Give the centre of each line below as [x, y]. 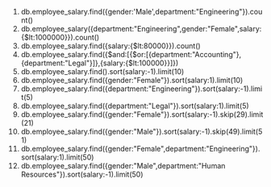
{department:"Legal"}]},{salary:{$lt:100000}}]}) [100, 63]
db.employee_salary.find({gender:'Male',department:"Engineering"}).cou [142, 12]
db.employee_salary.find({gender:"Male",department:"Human [123, 166]
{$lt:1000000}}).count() [60, 37]
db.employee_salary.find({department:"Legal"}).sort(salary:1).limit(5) [135, 106]
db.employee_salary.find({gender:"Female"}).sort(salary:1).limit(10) [132, 80]
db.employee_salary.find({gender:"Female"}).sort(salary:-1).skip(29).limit [142, 114]
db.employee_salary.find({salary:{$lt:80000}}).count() [110, 46]
